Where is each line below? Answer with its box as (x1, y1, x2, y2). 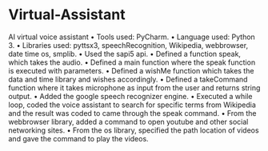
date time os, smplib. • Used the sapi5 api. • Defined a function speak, (8, 49, 242, 58)
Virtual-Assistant (8, 6, 126, 24)
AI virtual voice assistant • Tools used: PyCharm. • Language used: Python (8, 32, 256, 42)
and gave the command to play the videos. (8, 133, 150, 143)
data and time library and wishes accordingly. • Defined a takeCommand (8, 74, 248, 84)
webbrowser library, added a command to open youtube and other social (8, 117, 249, 126)
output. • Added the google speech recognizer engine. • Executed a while (8, 91, 253, 101)
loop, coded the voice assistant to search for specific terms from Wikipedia (8, 100, 256, 109)
